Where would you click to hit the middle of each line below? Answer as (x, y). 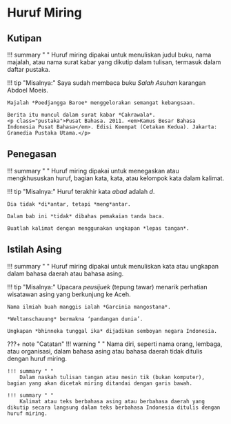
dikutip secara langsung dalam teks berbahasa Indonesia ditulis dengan (114, 407)
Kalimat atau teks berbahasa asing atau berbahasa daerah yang (112, 401)
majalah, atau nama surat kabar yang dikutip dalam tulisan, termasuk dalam (114, 62)
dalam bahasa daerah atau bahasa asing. (66, 273)
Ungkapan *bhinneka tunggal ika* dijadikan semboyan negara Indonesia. (112, 331)
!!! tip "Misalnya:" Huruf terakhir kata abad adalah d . (81, 191)
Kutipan (24, 38)
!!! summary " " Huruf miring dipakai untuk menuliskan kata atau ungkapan (113, 266)
